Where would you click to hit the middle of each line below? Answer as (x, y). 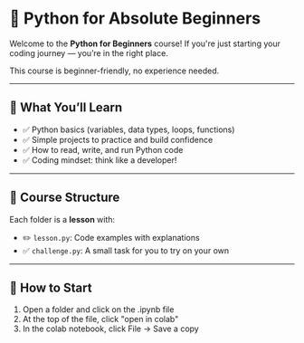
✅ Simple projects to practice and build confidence (118, 139)
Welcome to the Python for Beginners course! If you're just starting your (145, 43)
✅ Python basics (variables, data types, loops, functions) (128, 129)
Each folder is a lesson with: (62, 219)
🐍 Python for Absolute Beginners (135, 19)
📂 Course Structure (65, 198)
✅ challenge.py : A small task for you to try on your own (125, 250)
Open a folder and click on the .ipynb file (98, 310)
